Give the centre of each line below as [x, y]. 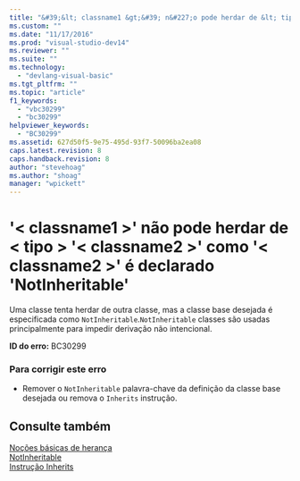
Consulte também [60, 426]
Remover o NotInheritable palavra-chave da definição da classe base [151, 389]
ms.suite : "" [33, 59]
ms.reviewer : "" [39, 51]
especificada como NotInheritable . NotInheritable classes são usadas [140, 319]
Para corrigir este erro [58, 369]
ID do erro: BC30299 [48, 346]
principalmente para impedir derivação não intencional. [111, 329]
